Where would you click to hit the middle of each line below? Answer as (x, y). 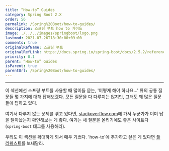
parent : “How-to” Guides (31, 61)
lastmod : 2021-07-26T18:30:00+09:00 (44, 38)
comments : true (21, 43)
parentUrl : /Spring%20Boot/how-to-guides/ (50, 71)
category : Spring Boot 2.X (33, 15)
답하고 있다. (26, 103)
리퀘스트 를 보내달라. (25, 143)
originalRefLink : (23, 52)
